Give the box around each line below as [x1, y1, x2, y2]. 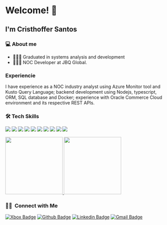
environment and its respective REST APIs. [5, 100, 95, 106]
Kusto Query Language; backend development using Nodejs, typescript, [5, 89, 157, 95]
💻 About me [5, 40, 37, 47]
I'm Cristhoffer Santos [5, 25, 77, 34]
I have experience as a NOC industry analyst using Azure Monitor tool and [5, 83, 160, 90]
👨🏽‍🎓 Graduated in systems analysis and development [12, 53, 125, 60]
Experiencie [5, 72, 36, 79]
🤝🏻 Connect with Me [5, 202, 58, 209]
